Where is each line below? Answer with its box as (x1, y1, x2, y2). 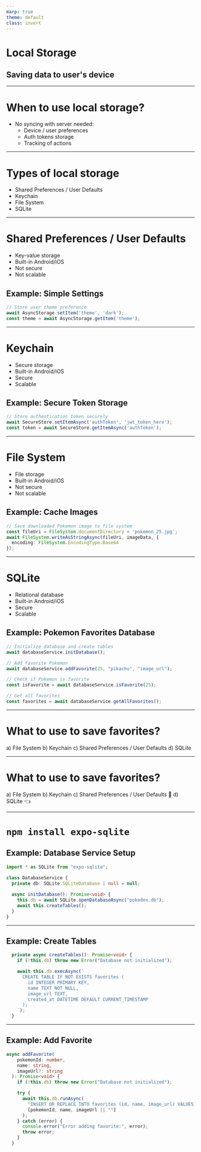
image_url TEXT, (28, 990, 68, 997)
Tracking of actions (23, 139, 72, 147)
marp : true (6, 8, 33, 15)
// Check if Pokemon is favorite (6, 676, 90, 682)
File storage (14, 470, 45, 477)
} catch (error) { (17, 1118, 63, 1124)
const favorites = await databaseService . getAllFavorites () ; (6, 699, 162, 705)
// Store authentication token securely (6, 414, 109, 420)
